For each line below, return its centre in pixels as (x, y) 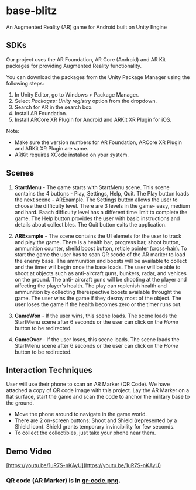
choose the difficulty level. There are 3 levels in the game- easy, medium (102, 205)
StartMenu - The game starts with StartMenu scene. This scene (92, 187)
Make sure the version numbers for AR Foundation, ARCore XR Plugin (98, 142)
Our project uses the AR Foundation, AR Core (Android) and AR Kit (86, 59)
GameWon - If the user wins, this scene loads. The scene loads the (96, 316)
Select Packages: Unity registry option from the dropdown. (85, 101)
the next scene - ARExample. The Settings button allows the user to (96, 200)
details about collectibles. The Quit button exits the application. (90, 224)
